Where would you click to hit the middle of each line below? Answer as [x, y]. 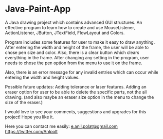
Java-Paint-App [38, 9]
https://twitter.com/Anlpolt [31, 131]
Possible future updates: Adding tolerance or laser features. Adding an [76, 87]
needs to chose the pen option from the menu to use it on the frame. [74, 63]
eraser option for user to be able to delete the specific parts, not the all [76, 92]
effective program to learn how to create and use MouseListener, [70, 27]
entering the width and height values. [42, 77]
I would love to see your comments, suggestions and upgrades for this [76, 112]
